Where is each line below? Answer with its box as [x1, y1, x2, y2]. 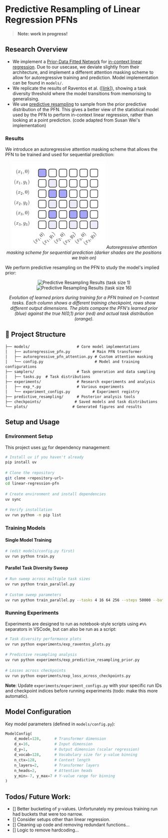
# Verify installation [5, 507, 52, 513]
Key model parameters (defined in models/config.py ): [5, 721, 115, 727]
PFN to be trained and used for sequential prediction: [5, 152, 114, 158]
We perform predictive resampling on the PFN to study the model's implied [5, 264, 159, 271]
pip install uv [5, 460, 37, 465]
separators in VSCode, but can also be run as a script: [5, 626, 116, 632]
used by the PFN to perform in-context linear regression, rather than [12, 112, 153, 118]
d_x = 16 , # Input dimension [14, 742, 93, 747]
